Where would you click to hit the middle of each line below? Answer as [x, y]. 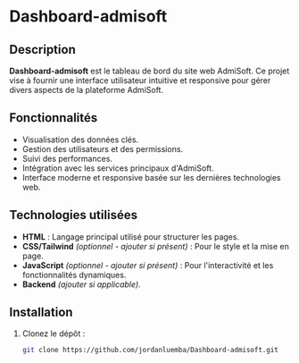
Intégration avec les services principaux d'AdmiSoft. [118, 168]
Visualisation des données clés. [80, 139]
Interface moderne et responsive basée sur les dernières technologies [151, 177]
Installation [41, 312]
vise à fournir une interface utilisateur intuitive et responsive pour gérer [140, 80]
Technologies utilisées [74, 215]
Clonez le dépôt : [54, 333]
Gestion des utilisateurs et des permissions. [103, 148]
